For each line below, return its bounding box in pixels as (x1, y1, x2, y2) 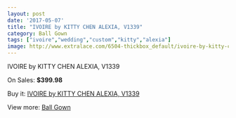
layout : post (7, 10, 46, 18)
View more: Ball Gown (7, 103, 72, 111)
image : (7, 43, 27, 50)
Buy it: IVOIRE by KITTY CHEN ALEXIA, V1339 (7, 89, 140, 98)
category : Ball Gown (7, 29, 68, 37)
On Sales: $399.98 (7, 76, 63, 84)
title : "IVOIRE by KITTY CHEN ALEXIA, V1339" (7, 23, 143, 30)
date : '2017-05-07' (7, 17, 65, 24)
